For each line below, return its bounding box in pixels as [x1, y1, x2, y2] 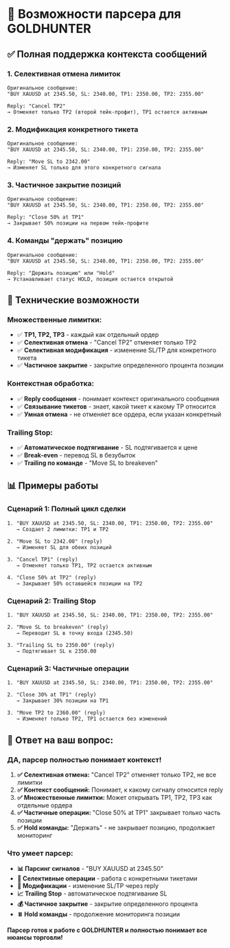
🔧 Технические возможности [7, 294, 139, 306]
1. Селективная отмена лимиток [7, 69, 122, 79]
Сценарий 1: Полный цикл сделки [7, 504, 126, 514]
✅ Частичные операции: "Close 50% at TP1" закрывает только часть [16, 809, 221, 817]
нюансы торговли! [7, 934, 63, 942]
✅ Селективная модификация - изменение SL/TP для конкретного [16, 346, 216, 354]
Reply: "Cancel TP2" [7, 103, 67, 110]
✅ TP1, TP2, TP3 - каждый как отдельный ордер [16, 331, 159, 339]
